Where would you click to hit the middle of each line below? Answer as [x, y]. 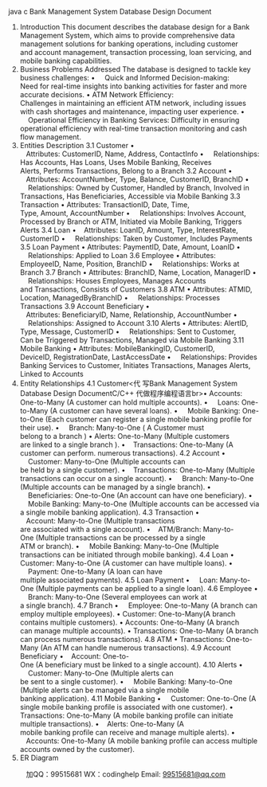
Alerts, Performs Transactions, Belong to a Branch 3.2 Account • [126, 171]
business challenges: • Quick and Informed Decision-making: [124, 78]
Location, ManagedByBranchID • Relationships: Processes [120, 298]
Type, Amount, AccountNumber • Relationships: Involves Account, [133, 213]
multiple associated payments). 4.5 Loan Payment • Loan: [119, 580]
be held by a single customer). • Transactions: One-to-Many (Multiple [137, 470]
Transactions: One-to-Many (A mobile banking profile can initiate [126, 715]
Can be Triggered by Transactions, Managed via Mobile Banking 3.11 [132, 340]
